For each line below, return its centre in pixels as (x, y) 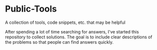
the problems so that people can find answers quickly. (59, 42)
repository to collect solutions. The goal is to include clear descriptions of (79, 37)
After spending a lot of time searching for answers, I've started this (72, 32)
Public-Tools (31, 9)
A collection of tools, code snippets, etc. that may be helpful (65, 22)
